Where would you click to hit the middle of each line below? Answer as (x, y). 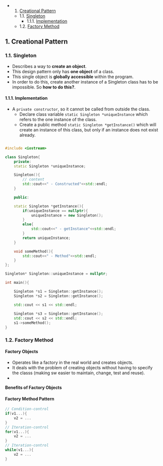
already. (27, 135)
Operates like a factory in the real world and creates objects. (73, 362)
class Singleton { (23, 157)
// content (34, 180)
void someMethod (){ (34, 251)
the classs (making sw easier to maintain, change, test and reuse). (78, 373)
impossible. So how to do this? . (44, 87)
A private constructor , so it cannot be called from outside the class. (81, 109)
